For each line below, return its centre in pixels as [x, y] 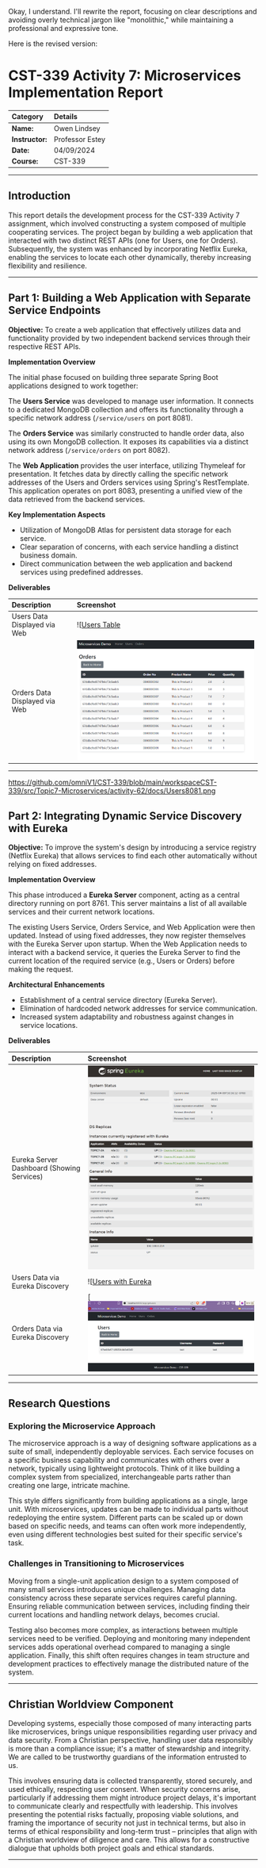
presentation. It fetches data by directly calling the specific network [118, 474]
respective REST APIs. [45, 346]
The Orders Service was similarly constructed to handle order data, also [126, 433]
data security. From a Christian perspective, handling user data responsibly [131, 1740]
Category [27, 117]
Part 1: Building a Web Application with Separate [129, 298]
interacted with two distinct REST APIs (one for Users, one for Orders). [123, 240]
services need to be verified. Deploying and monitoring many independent [129, 1638]
